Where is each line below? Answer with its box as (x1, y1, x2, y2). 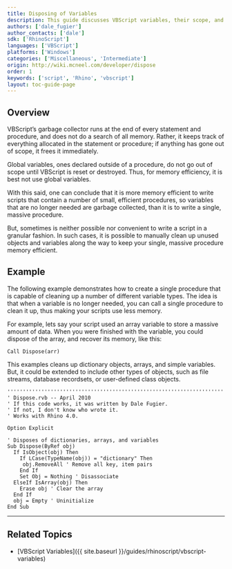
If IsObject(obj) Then (13, 449, 79, 455)
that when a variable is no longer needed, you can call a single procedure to (7, 299, 223, 307)
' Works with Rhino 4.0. (7, 413, 79, 419)
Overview (7, 107, 50, 118)
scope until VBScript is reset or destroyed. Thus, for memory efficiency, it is (7, 168, 223, 177)
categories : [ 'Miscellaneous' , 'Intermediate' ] (7, 55, 147, 62)
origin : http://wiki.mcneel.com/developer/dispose (7, 62, 156, 69)
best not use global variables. (7, 175, 91, 183)
